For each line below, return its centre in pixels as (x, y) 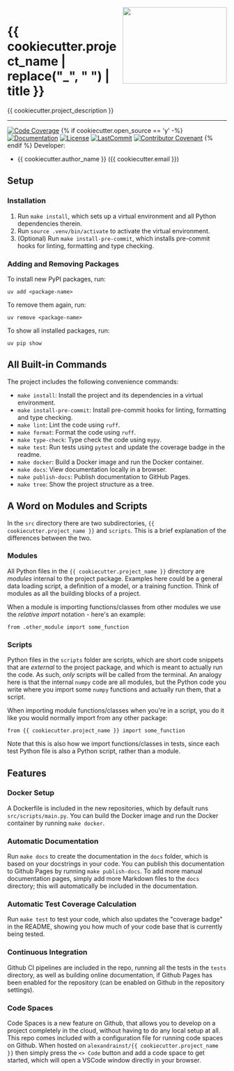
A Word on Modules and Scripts (77, 506)
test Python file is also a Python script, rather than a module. (94, 751)
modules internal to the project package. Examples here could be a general (115, 578)
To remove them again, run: (47, 305)
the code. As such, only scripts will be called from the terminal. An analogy (115, 675)
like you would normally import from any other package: (87, 718)
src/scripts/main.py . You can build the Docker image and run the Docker (113, 815)
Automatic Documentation (53, 841)
